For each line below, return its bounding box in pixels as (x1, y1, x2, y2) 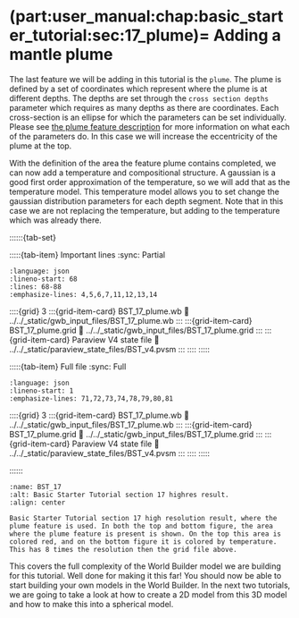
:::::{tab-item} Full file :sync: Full (9, 360, 127, 372)
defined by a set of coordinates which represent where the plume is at (9, 83, 268, 94)
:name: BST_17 (9, 482, 62, 491)
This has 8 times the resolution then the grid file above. (9, 545, 238, 554)
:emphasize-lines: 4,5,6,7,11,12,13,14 (9, 290, 158, 299)
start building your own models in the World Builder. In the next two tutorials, (9, 580, 291, 590)
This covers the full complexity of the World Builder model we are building (9, 561, 281, 571)
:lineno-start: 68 (9, 275, 78, 284)
